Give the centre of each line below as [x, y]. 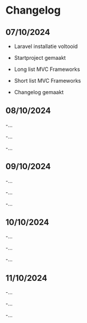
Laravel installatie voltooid [46, 46]
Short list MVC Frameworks [47, 81]
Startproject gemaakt [40, 58]
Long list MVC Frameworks [47, 69]
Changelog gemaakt [39, 92]
